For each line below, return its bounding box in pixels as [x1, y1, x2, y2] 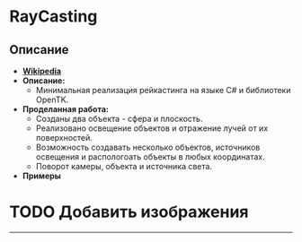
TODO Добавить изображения [9, 202, 249, 222]
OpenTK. [35, 94, 69, 105]
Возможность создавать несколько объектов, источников [35, 142, 261, 152]
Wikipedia [22, 65, 61, 76]
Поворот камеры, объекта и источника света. [35, 161, 213, 171]
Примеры [22, 170, 61, 181]
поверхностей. [35, 133, 93, 143]
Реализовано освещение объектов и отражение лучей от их [35, 123, 269, 134]
